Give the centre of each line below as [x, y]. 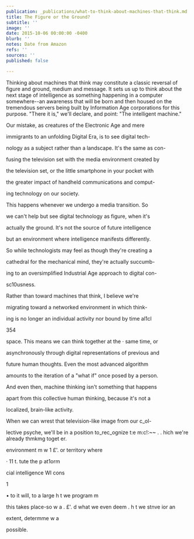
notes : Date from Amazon [36, 45]
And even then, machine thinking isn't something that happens [81, 387]
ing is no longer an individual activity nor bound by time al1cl [79, 318]
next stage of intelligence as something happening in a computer [84, 95]
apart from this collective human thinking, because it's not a [79, 398]
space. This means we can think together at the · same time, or [82, 341]
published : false [27, 60]
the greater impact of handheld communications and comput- [81, 182]
